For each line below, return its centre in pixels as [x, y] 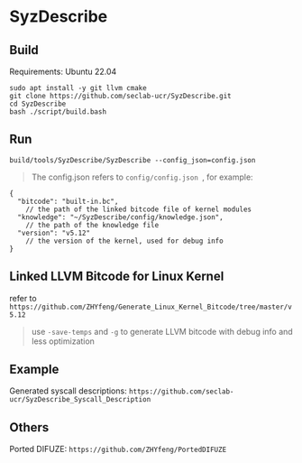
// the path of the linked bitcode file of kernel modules [139, 209]
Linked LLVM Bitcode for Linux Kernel [117, 277]
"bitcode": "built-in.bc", [68, 201]
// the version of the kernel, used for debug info [124, 241]
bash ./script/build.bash [58, 112]
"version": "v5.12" [54, 233]
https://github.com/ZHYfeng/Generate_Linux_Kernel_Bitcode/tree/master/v [151, 307]
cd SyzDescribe [38, 104]
